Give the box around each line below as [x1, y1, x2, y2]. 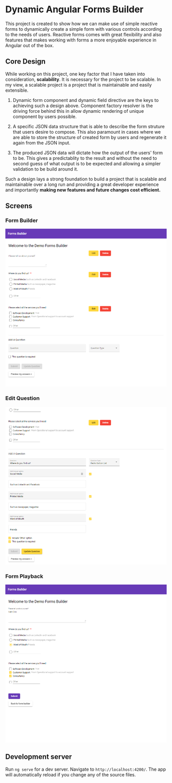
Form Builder [5, 217, 38, 224]
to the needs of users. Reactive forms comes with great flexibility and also [5, 31, 162, 37]
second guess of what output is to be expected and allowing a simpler [12, 160, 161, 167]
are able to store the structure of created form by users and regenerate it [12, 134, 167, 140]
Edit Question [5, 395, 40, 402]
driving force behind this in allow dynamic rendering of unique [12, 108, 144, 114]
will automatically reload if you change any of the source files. [5, 771, 136, 777]
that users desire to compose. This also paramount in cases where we [12, 129, 161, 135]
